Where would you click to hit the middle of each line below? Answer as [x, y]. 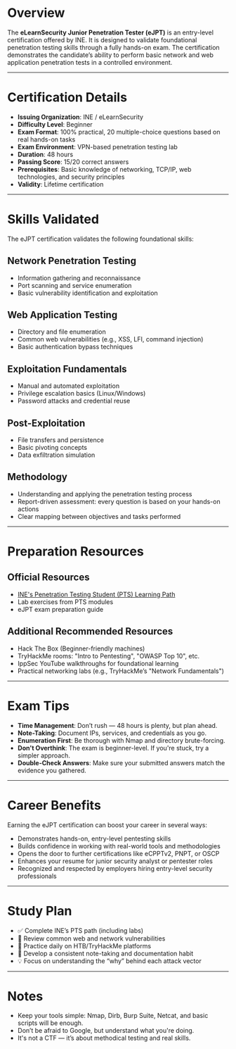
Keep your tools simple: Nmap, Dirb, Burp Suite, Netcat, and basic [113, 1016]
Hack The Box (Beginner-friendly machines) [81, 648]
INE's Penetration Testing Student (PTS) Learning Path [96, 594]
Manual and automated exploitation [68, 386]
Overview [36, 13]
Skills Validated [53, 219]
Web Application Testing [63, 315]
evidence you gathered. [52, 770]
